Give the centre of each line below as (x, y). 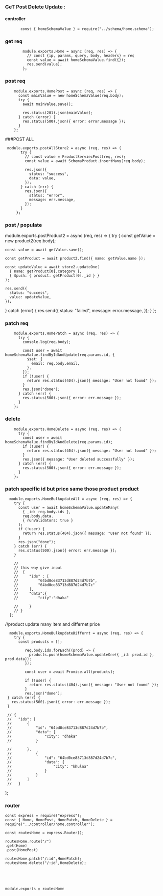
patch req (17, 323)
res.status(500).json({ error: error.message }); (74, 121)
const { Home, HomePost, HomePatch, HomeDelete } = (59, 820)
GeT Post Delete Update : (35, 7)
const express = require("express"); (44, 816)
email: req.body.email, (55, 364)
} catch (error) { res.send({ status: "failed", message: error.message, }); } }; (81, 311)
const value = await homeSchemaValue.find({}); (76, 60)
